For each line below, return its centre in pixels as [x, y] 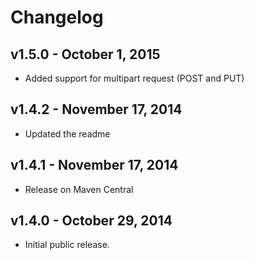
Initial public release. [67, 245]
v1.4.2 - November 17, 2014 [96, 109]
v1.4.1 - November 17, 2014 [94, 165]
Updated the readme [67, 133]
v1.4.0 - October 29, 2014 [91, 221]
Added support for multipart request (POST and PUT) [134, 78]
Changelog [57, 17]
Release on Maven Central [79, 189]
